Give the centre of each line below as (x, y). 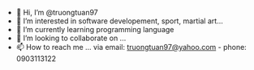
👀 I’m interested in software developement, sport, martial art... (119, 21)
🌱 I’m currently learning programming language (95, 29)
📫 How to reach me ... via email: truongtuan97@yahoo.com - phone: (131, 47)
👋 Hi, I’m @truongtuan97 (57, 12)
